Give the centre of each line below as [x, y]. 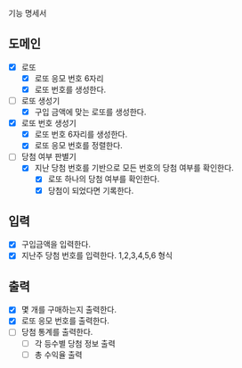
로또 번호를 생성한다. [70, 89]
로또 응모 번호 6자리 [69, 78]
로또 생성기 [40, 100]
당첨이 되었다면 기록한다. [91, 190]
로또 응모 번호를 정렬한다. [79, 146]
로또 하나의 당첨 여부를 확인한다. [104, 179]
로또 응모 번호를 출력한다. [65, 321]
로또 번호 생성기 [48, 123]
